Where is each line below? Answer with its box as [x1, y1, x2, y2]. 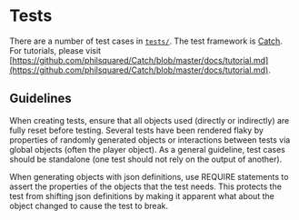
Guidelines [9, 91, 72, 106]
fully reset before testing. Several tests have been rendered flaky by [9, 125, 264, 135]
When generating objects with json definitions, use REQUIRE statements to [9, 171, 289, 182]
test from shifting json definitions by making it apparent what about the [9, 190, 274, 201]
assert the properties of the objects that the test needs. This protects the [9, 181, 282, 192]
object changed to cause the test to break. [9, 200, 168, 211]
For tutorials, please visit [9, 45, 102, 55]
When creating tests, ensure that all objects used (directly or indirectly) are [9, 115, 290, 125]
